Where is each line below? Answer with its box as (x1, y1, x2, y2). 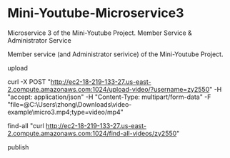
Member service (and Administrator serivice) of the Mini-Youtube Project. (7, 50, 224, 58)
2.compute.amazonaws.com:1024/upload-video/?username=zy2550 (7, 85, 210, 93)
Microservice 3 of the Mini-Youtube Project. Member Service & (7, 28, 193, 37)
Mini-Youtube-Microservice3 (7, 5, 184, 21)
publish (7, 142, 29, 151)
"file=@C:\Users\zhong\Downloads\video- (7, 100, 132, 108)
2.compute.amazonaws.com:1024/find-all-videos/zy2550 (7, 129, 177, 137)
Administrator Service (7, 36, 71, 44)
